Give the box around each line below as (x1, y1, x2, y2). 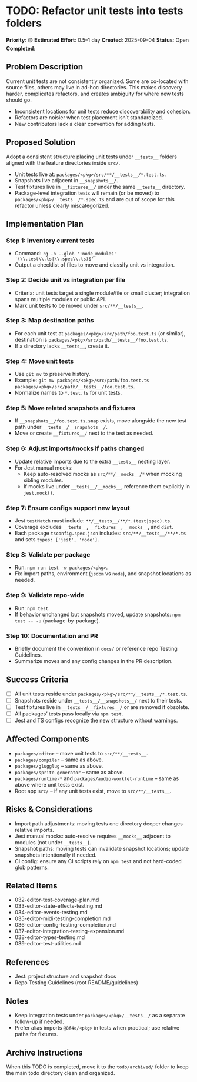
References (6, 957, 49, 967)
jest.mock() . (23, 489, 55, 496)
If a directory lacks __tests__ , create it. (14, 342, 110, 349)
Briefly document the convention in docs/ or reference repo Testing (14, 645, 178, 652)
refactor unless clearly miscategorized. (14, 202, 110, 209)
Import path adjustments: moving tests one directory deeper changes (14, 820, 183, 827)
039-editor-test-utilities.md (14, 940, 81, 947)
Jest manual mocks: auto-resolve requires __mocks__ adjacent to (14, 833, 171, 840)
